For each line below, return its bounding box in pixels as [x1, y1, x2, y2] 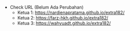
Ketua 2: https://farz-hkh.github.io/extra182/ [17, 15, 108, 20]
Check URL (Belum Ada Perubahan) [9, 4, 84, 10]
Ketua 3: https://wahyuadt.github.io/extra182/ [17, 20, 111, 26]
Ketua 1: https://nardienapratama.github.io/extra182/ [17, 9, 125, 15]
